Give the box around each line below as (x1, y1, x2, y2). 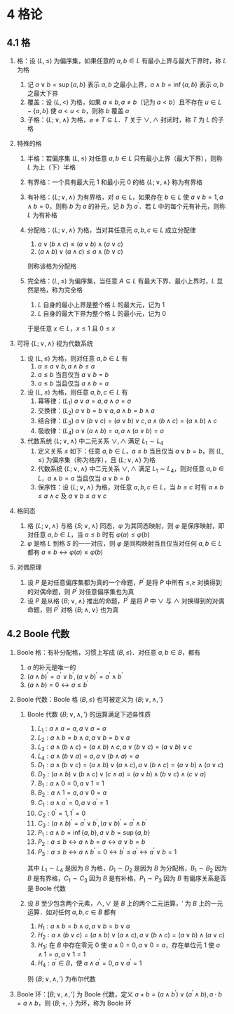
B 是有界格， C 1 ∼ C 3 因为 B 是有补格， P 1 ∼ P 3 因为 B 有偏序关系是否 (27, 873, 227, 884)
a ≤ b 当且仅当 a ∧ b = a (37, 379, 109, 387)
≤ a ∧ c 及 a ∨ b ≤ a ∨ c (37, 492, 106, 500)
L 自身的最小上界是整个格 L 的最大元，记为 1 (37, 300, 165, 309)
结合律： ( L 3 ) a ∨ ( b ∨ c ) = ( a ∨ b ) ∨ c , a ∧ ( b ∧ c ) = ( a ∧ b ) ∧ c (37, 416, 217, 427)
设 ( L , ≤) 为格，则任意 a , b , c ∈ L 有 (27, 387, 128, 396)
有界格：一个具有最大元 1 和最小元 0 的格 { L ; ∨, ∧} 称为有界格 (27, 178, 203, 186)
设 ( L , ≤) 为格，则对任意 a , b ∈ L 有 (27, 354, 128, 362)
